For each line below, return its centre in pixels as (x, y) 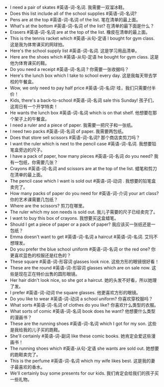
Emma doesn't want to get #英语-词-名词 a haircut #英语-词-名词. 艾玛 (82, 237)
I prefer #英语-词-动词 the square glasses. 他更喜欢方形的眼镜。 (75, 292)
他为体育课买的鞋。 (30, 63)
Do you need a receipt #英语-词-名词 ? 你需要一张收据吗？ (69, 69)
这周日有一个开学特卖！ (34, 106)
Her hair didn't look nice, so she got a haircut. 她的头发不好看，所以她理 (83, 280)
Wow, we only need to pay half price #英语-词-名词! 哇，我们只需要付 (81, 88)
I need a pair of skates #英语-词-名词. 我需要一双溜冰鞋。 (68, 7)
